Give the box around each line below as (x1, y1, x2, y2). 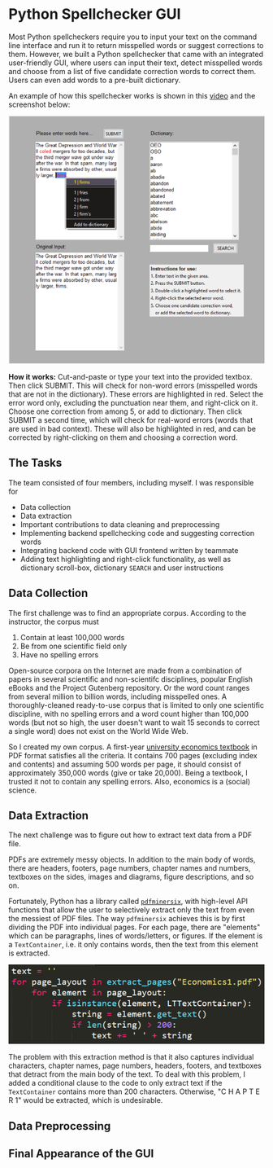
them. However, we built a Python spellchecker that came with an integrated (8, 49, 264, 59)
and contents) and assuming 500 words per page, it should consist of (8, 759, 241, 769)
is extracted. (8, 948, 50, 958)
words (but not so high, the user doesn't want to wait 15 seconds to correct (8, 718, 260, 727)
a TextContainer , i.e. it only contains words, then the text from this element (8, 940, 258, 950)
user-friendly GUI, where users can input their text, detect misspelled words (8, 58, 262, 68)
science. (8, 785, 37, 795)
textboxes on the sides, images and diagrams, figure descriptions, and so (8, 872, 254, 882)
